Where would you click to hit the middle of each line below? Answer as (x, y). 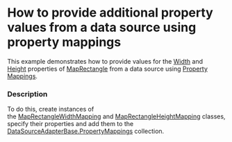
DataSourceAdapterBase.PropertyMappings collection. (86, 131)
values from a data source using (102, 27)
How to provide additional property (110, 13)
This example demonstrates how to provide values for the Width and (105, 61)
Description (27, 94)
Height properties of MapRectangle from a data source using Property (108, 69)
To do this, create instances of (51, 109)
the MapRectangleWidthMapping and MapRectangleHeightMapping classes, (116, 116)
